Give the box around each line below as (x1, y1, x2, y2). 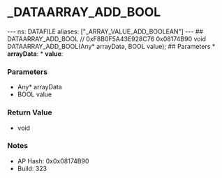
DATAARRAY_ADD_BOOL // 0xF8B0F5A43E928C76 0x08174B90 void (7, 34, 207, 43)
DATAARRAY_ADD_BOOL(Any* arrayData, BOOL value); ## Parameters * (7, 42, 216, 50)
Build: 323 (17, 164, 47, 172)
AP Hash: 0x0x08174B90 (17, 156, 89, 165)
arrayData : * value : (7, 50, 64, 58)
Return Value (7, 107, 52, 117)
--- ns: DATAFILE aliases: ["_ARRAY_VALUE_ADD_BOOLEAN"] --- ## (7, 27, 204, 36)
